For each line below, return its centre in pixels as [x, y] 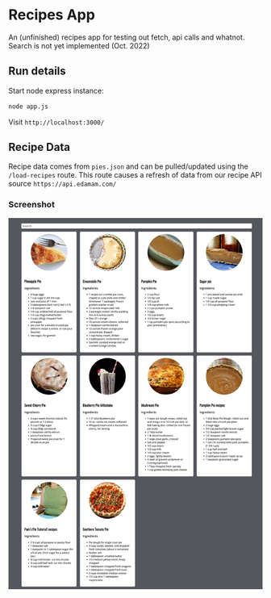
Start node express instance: [56, 90]
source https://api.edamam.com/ [63, 184]
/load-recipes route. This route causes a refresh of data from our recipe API [135, 175]
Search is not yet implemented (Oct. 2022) [79, 45]
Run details [37, 71]
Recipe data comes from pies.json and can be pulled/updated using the [128, 166]
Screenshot [31, 205]
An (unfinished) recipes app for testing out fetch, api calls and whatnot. [127, 37]
